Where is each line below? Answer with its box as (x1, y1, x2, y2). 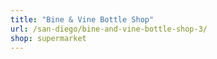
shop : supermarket (10, 33, 87, 43)
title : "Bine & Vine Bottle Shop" (10, 14, 155, 25)
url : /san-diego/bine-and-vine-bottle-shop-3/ (10, 24, 208, 34)
